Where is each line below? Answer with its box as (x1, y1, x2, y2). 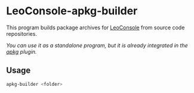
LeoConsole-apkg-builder (6, 4, 138, 18)
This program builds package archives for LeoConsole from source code (6, 24, 185, 31)
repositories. (6, 30, 38, 37)
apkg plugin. (6, 48, 37, 55)
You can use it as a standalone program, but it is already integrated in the (6, 42, 188, 49)
